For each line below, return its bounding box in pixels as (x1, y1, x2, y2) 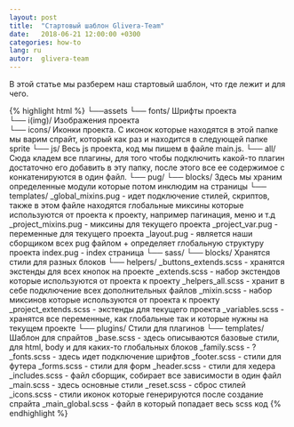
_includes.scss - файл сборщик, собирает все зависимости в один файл (9, 370, 282, 381)
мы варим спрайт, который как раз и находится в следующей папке (9, 134, 268, 144)
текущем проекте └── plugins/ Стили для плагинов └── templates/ (9, 323, 265, 334)
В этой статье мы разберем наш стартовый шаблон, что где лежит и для (9, 79, 286, 89)
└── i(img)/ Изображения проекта (9, 115, 139, 125)
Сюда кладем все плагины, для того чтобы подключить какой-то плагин (9, 153, 285, 163)
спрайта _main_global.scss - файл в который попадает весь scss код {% (9, 399, 282, 409)
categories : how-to (9, 37, 82, 47)
